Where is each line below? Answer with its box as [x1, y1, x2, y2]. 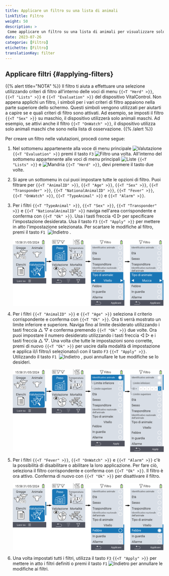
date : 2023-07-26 [5, 35, 42, 40]
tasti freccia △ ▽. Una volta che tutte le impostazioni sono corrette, [12, 337, 153, 343]
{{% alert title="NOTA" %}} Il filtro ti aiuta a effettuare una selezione [5, 83, 145, 89]
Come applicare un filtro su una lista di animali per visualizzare [7, 29, 154, 35]
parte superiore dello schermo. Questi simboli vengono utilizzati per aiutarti [5, 105, 161, 111]
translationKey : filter [5, 50, 55, 55]
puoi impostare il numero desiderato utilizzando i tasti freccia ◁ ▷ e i [12, 332, 156, 338]
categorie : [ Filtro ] [5, 40, 49, 45]
